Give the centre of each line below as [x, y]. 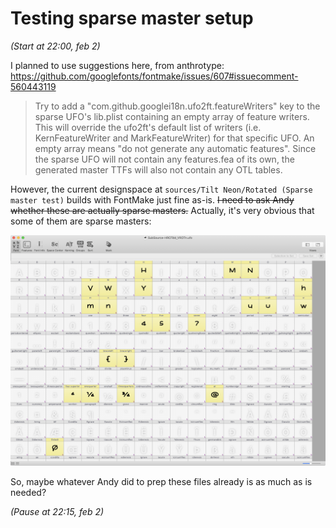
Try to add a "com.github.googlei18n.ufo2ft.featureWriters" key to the [177, 106]
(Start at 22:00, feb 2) [55, 46]
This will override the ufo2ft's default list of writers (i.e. [148, 127]
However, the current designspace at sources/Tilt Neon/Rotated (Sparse [161, 189]
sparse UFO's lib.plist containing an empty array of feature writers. [172, 116]
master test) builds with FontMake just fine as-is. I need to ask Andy [152, 199]
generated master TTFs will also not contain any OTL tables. [158, 169]
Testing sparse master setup [132, 18]
